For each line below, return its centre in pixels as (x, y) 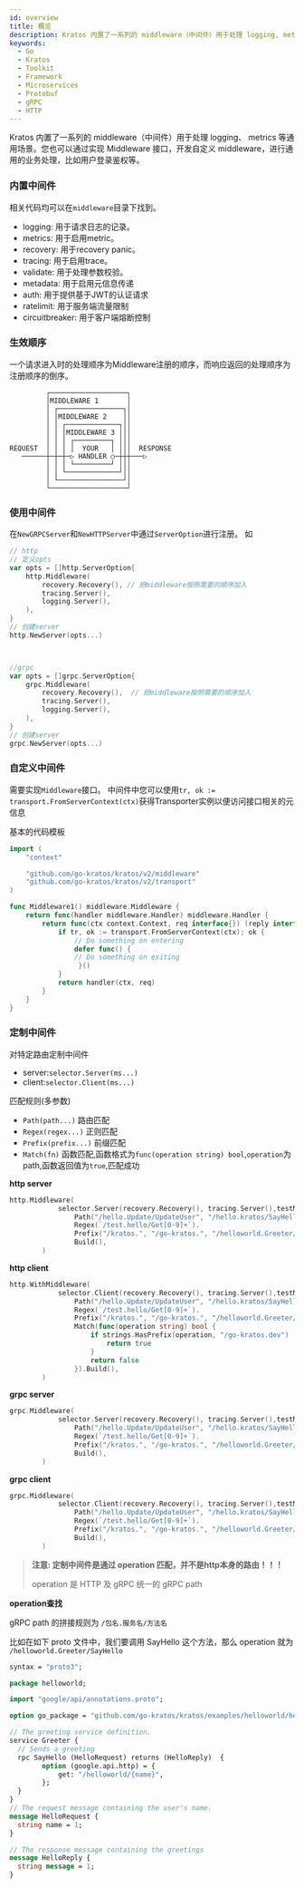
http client (29, 1268)
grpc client (30, 1479)
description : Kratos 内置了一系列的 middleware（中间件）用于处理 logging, (144, 34)
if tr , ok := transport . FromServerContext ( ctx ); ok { (161, 932)
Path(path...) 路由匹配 (66, 1119)
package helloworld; (48, 1683)
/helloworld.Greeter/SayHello (66, 1651)
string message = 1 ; (56, 1867)
